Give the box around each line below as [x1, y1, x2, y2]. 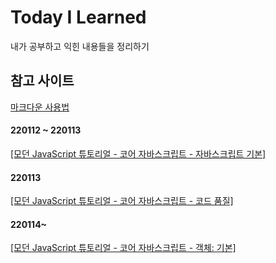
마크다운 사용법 [10, 101, 70, 113]
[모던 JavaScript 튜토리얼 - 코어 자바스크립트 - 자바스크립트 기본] [10, 147, 267, 160]
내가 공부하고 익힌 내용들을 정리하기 [10, 40, 150, 52]
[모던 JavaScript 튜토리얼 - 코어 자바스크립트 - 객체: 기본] [10, 242, 237, 254]
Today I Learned [10, 6, 147, 29]
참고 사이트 [10, 72, 75, 90]
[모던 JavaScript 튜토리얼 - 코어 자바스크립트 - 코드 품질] [10, 195, 234, 207]
